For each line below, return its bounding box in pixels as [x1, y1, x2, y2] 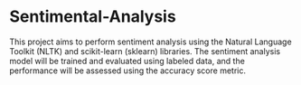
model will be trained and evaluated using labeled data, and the [9, 55, 246, 66]
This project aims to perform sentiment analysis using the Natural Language [9, 36, 292, 47]
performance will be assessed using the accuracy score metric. [9, 65, 247, 76]
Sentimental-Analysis [9, 6, 176, 27]
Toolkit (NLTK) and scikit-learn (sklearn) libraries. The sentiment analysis [9, 45, 281, 56]
